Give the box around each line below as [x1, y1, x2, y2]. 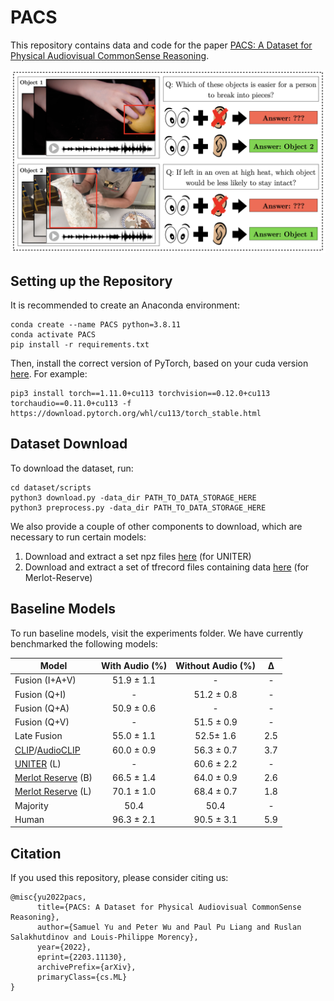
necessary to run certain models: [10, 531, 147, 543]
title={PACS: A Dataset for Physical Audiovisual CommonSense [36, 902, 302, 913]
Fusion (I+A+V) [14, 674, 77, 686]
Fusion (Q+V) [14, 716, 70, 728]
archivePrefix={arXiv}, [36, 962, 137, 973]
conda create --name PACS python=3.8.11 [10, 320, 182, 330]
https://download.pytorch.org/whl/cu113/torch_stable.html [10, 409, 262, 419]
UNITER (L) [14, 757, 62, 770]
